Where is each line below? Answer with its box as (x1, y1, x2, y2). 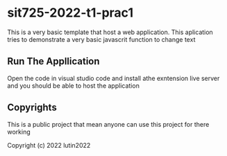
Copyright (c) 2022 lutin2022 (7, 141, 91, 149)
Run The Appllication (7, 56, 100, 68)
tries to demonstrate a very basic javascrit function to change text (7, 35, 196, 43)
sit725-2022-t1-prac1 (7, 5, 134, 21)
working (7, 127, 31, 136)
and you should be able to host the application (7, 81, 140, 90)
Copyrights (7, 102, 57, 114)
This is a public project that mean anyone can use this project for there (7, 120, 210, 128)
